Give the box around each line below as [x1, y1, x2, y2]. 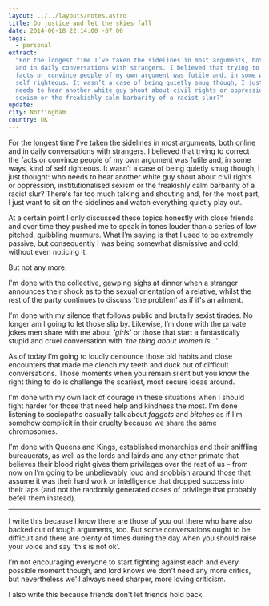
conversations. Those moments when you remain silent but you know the [8, 368, 250, 378]
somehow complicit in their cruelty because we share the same [8, 418, 218, 427]
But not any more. [8, 262, 67, 272]
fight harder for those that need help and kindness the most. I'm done [8, 401, 238, 411]
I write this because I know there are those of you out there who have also [8, 516, 253, 525]
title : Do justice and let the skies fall [8, 19, 152, 27]
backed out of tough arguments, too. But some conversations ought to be [8, 524, 251, 534]
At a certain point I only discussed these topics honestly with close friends [8, 213, 254, 223]
